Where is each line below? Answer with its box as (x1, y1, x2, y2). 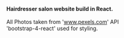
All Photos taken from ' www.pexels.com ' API (6, 18, 119, 25)
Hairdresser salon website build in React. (6, 6, 114, 12)
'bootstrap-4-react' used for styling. (6, 25, 98, 32)
